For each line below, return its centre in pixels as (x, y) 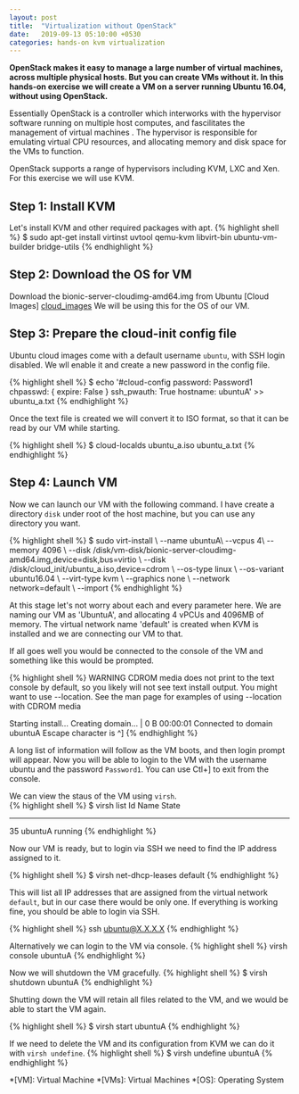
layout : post (33, 17)
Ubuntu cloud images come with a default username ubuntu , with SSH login (147, 355)
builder (22, 247)
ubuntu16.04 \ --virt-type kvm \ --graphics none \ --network (120, 578)
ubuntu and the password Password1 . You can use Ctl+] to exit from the (139, 769)
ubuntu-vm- (256, 237)
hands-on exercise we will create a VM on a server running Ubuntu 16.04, (148, 87)
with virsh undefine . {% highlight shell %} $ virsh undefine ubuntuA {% (141, 1053)
